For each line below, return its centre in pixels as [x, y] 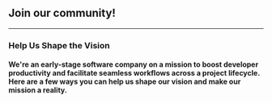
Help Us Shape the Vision [59, 45]
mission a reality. [38, 90]
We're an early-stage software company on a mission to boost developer [134, 64]
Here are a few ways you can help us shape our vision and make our [125, 82]
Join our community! [62, 13]
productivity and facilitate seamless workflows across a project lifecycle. [134, 73]
